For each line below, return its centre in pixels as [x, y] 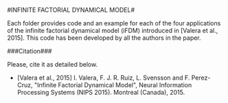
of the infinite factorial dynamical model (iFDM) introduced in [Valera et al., [113, 31]
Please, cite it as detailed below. [53, 64]
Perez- [201, 78]
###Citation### [30, 51]
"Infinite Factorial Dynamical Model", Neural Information [113, 85]
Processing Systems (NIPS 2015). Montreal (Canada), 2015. [101, 92]
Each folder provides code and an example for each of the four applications [114, 23]
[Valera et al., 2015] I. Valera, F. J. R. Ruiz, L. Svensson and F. [103, 78]
